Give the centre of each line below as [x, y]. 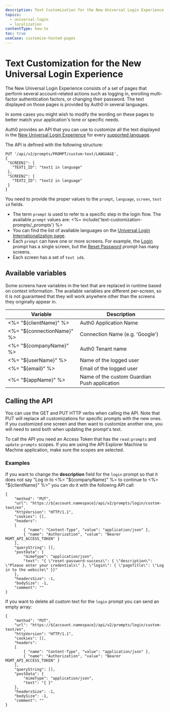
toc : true [16, 33]
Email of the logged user [109, 368]
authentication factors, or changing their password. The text [81, 99]
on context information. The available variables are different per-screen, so [83, 291]
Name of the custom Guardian [116, 377]
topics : [13, 15]
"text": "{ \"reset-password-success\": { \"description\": [88, 561]
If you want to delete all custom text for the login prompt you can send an [82, 601]
